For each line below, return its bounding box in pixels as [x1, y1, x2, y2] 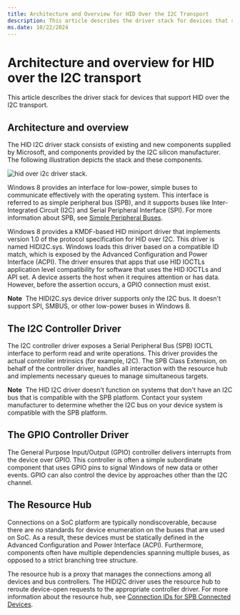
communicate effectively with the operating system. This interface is [7, 190, 209, 200]
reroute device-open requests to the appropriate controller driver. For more [7, 584, 229, 593]
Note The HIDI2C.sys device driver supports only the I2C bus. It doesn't [7, 294, 221, 303]
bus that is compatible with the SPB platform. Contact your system [7, 393, 203, 402]
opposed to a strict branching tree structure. [7, 556, 138, 564]
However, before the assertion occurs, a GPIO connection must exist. [7, 280, 211, 289]
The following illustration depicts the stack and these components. [7, 156, 204, 164]
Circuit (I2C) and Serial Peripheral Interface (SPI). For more [39, 206, 213, 215]
